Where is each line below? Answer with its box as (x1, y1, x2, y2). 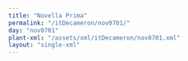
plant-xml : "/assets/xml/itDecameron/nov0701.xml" (8, 33, 181, 42)
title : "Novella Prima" (8, 11, 88, 20)
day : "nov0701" (8, 26, 59, 34)
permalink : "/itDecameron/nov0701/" (8, 19, 130, 27)
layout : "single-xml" (8, 41, 81, 49)
